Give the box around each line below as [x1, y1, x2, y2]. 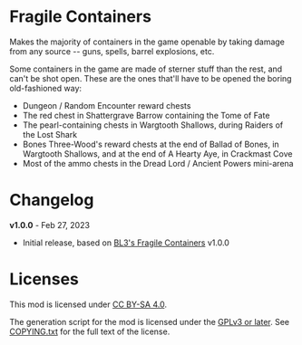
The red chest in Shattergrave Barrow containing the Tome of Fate [22, 110, 270, 120]
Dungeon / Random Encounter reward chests [22, 100, 191, 110]
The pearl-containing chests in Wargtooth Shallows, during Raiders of [22, 120, 284, 130]
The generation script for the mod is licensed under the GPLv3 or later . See [9, 316, 290, 327]
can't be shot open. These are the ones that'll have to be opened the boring [9, 72, 292, 83]
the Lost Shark [22, 129, 78, 139]
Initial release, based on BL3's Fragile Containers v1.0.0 [22, 237, 229, 248]
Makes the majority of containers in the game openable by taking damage [9, 36, 286, 47]
